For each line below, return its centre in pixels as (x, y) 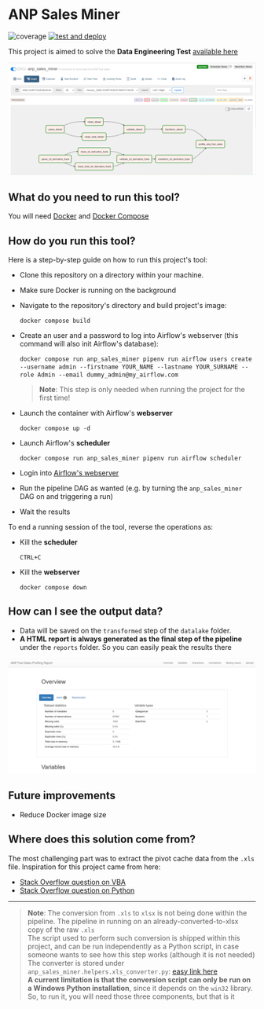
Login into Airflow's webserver (69, 472)
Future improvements (62, 796)
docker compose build (55, 321)
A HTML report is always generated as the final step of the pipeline (130, 639)
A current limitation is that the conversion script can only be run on (139, 979)
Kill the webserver (49, 572)
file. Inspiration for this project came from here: (84, 867)
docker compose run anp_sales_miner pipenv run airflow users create (136, 359)
